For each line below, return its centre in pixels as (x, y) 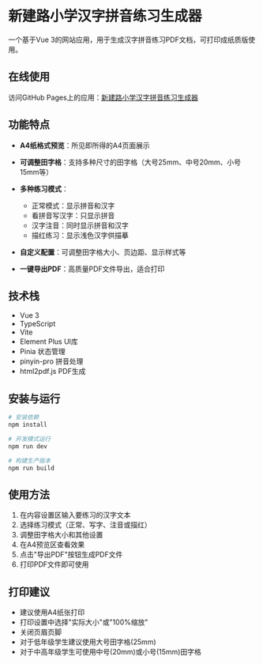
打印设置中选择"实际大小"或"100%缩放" (84, 622)
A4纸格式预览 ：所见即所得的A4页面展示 (85, 145)
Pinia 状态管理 (42, 352)
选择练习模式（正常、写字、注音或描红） (85, 525)
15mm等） (36, 172)
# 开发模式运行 (30, 439)
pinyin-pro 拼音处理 (51, 361)
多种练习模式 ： (44, 189)
